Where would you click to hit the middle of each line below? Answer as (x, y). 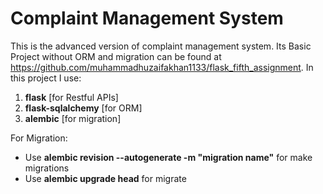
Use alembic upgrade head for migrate (105, 178)
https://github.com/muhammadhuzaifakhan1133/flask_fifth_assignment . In (162, 67)
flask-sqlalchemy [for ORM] (83, 108)
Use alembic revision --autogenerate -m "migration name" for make (168, 157)
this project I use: (46, 78)
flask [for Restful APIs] (71, 97)
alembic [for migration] (73, 118)
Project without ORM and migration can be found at (116, 56)
